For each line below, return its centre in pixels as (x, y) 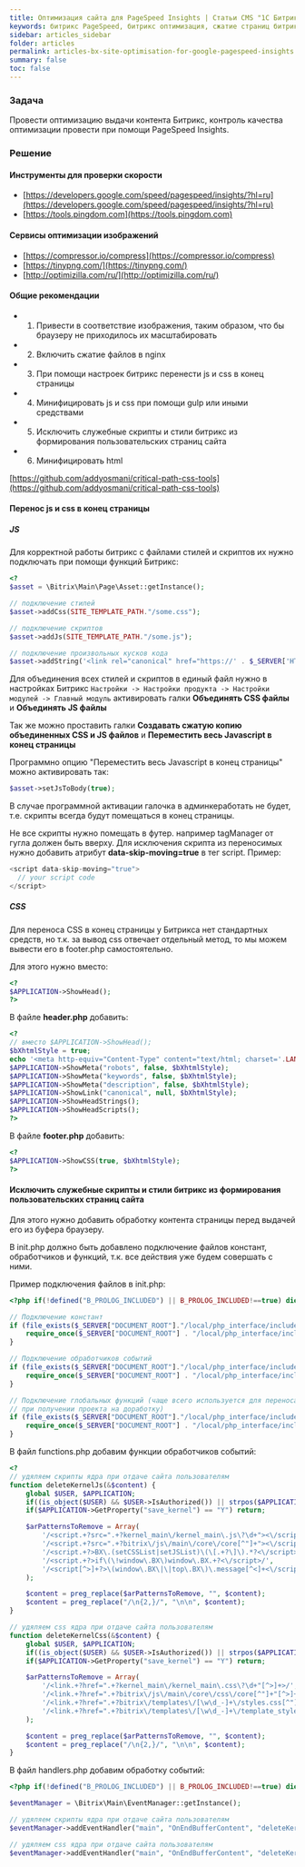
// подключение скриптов (56, 628)
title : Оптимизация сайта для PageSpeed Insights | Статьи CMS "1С (140, 18)
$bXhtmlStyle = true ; (50, 1051)
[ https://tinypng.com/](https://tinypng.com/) (105, 265)
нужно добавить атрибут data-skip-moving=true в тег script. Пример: (145, 853)
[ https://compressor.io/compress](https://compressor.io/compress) (148, 255)
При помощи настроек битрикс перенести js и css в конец (150, 373)
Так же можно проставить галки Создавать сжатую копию (126, 725)
